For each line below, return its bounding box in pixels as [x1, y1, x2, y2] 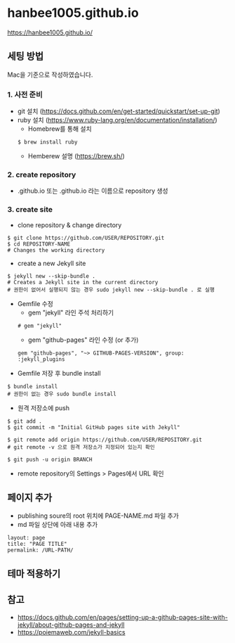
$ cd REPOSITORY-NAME [7, 241, 71, 248]
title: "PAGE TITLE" [7, 540, 68, 548]
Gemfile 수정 [17, 299, 54, 307]
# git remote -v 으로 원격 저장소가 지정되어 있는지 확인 [7, 443, 156, 451]
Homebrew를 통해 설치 [27, 125, 93, 133]
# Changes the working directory [7, 246, 105, 254]
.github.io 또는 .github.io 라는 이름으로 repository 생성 [17, 186, 168, 195]
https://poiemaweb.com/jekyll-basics [17, 628, 126, 636]
